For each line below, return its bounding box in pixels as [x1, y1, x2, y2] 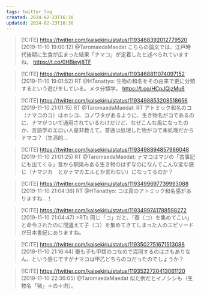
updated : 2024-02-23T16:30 [6, 20, 74, 26]
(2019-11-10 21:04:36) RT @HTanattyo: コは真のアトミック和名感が [20, 187, 187, 195]
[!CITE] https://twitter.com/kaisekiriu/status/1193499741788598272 [20, 207, 187, 214]
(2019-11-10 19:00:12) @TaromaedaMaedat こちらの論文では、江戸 [20, 43, 186, 51]
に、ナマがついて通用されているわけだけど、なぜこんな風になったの [20, 119, 189, 127]
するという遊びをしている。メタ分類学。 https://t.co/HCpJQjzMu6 [20, 85, 185, 92]
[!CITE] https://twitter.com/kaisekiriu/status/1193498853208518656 [20, 97, 188, 104]
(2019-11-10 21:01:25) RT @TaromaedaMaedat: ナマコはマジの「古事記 [20, 153, 196, 161]
